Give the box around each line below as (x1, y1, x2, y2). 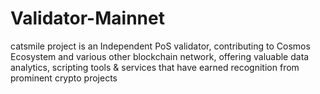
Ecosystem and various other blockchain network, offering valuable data (10, 50, 310, 62)
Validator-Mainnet (10, 7, 165, 30)
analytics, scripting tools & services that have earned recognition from (10, 61, 300, 73)
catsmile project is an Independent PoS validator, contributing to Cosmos (10, 40, 311, 52)
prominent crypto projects (10, 72, 118, 84)
